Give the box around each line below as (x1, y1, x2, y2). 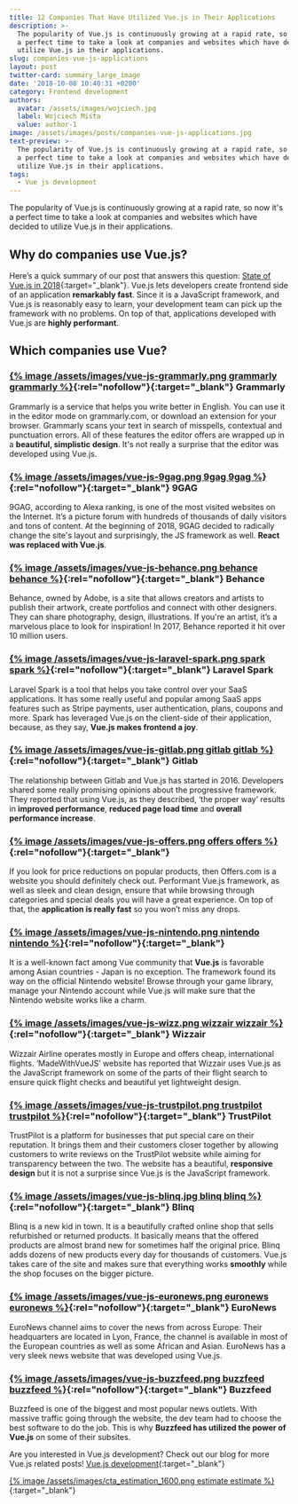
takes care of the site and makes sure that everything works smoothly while (9, 1259, 287, 1270)
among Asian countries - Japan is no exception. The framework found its (9, 966, 277, 977)
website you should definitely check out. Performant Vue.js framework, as (9, 876, 280, 886)
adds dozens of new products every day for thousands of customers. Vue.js (9, 1249, 287, 1260)
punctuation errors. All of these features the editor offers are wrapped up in (9, 429, 286, 440)
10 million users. (9, 631, 68, 642)
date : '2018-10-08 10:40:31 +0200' (9, 79, 141, 88)
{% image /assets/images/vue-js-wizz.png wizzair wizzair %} (9, 1017, 284, 1029)
